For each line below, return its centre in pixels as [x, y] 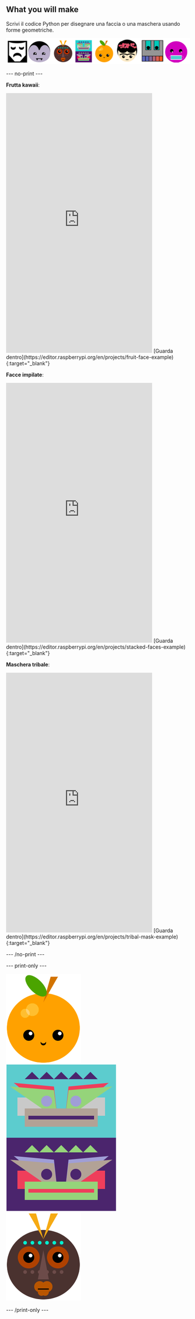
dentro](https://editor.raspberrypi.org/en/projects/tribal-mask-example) [92, 937]
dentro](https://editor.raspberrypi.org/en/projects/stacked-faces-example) [96, 647]
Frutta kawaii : [23, 85]
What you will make [42, 10]
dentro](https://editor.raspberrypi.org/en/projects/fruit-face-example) [90, 357]
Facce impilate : [25, 375]
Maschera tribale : [28, 664]
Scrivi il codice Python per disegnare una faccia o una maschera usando [93, 23]
